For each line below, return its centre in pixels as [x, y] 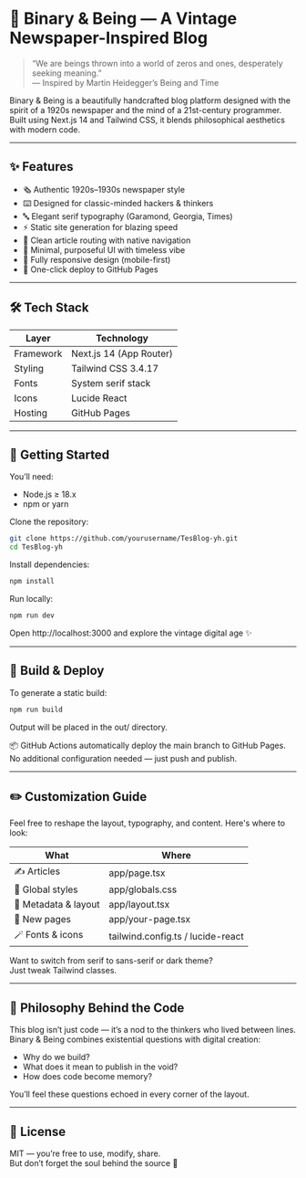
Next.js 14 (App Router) [122, 353]
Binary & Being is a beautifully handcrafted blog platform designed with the [150, 100]
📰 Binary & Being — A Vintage [123, 19]
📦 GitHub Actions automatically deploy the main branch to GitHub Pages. [148, 745]
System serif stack [111, 383]
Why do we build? [56, 1057]
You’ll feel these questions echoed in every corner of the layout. [129, 1094]
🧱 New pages [42, 920]
